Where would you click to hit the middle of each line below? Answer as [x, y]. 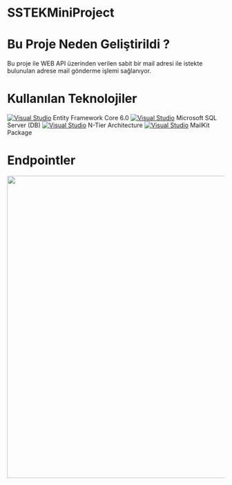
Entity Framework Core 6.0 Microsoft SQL [135, 118]
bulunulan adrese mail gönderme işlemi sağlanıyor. [79, 71]
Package [20, 133]
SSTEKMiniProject [61, 13]
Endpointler [41, 161]
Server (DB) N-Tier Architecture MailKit [108, 125]
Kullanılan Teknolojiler [72, 99]
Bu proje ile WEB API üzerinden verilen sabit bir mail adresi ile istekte [105, 64]
